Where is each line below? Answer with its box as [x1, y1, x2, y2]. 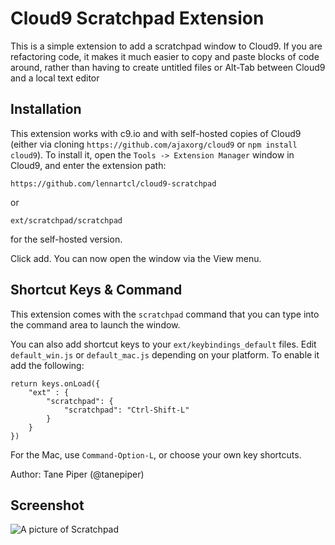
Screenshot [10, 497, 85, 514]
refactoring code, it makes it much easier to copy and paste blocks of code [10, 50, 320, 62]
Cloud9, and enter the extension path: [10, 159, 167, 171]
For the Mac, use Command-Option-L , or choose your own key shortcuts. [10, 448, 302, 461]
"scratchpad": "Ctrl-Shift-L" [63, 405, 190, 415]
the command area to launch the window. [10, 318, 181, 331]
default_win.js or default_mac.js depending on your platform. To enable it [10, 348, 320, 361]
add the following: [10, 359, 85, 371]
